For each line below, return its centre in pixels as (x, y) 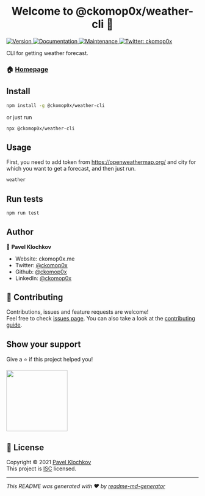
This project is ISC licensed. (41, 468)
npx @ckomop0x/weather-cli (41, 128)
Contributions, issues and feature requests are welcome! (77, 312)
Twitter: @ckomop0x (41, 265)
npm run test (23, 213)
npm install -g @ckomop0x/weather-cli (56, 105)
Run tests (25, 199)
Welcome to (42, 11)
